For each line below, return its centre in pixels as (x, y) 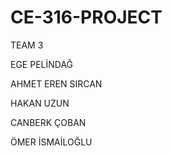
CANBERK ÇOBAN (48, 122)
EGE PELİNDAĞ (42, 64)
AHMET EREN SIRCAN (56, 83)
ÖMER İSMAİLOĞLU (51, 142)
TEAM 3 (27, 45)
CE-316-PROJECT (86, 17)
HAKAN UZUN (40, 103)
